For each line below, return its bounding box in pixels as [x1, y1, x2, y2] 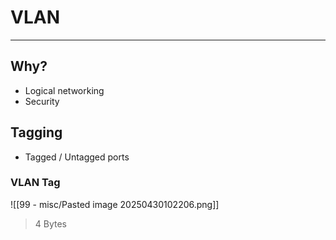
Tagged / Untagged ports [24, 151, 130, 163]
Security [24, 95, 60, 107]
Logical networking [24, 84, 105, 96]
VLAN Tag [10, 176, 61, 190]
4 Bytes [34, 217, 68, 230]
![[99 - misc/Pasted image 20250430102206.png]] [10, 198, 220, 210]
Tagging [10, 124, 63, 141]
